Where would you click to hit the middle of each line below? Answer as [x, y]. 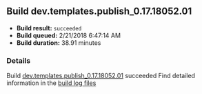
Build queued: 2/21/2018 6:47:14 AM [69, 35]
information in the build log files [51, 83]
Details [19, 60]
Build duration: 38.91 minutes [59, 43]
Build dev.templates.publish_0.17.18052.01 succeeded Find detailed [101, 76]
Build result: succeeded [49, 28]
